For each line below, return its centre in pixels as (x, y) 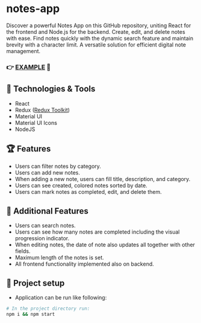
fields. (23, 251)
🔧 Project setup (36, 283)
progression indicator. (42, 238)
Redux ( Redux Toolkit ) (42, 110)
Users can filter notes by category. (58, 166)
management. (23, 51)
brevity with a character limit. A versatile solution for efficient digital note (96, 45)
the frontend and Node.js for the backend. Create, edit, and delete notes (96, 31)
